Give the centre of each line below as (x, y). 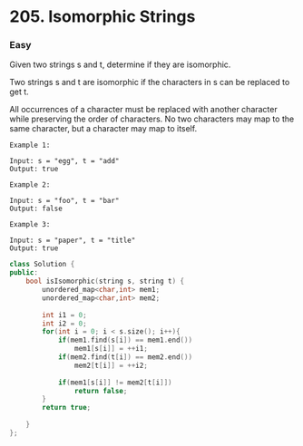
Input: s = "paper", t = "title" (73, 241)
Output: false (36, 209)
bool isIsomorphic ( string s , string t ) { (105, 281)
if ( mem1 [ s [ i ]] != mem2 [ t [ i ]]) (115, 383)
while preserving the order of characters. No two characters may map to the (152, 119)
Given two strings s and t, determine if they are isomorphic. (120, 64)
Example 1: (30, 145)
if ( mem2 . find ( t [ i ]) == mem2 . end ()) (125, 357)
